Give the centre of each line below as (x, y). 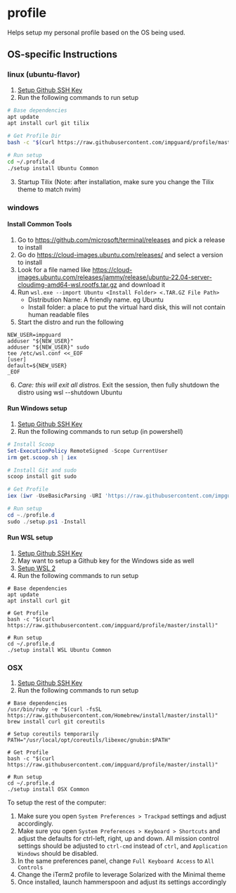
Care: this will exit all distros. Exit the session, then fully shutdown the (118, 385)
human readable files (58, 314)
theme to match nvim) (49, 189)
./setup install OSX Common (48, 790)
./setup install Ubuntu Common (53, 168)
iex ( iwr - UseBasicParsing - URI (54, 496)
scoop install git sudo (42, 477)
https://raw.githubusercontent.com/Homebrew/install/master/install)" (113, 716)
